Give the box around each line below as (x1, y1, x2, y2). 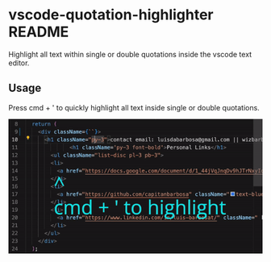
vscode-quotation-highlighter (8, 6, 214, 24)
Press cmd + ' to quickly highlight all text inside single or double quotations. (8, 102, 260, 112)
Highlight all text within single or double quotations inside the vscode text (8, 49, 252, 59)
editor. (8, 58, 30, 68)
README (8, 23, 69, 41)
